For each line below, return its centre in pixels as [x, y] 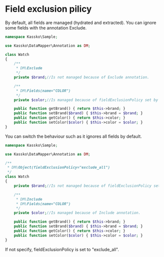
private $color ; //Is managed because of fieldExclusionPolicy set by [86, 100]
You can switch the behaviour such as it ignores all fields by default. [73, 136]
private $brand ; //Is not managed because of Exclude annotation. [82, 77]
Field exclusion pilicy [48, 9]
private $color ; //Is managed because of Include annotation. [77, 213]
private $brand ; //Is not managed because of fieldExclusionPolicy [83, 186]
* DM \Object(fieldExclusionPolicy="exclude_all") [59, 168]
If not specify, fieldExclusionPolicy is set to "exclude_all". [62, 249]
